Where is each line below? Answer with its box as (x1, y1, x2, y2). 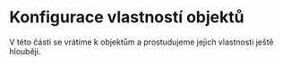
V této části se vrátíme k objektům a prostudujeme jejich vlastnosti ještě (9, 37, 275, 47)
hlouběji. (9, 45, 41, 56)
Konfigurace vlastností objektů (9, 7, 244, 28)
